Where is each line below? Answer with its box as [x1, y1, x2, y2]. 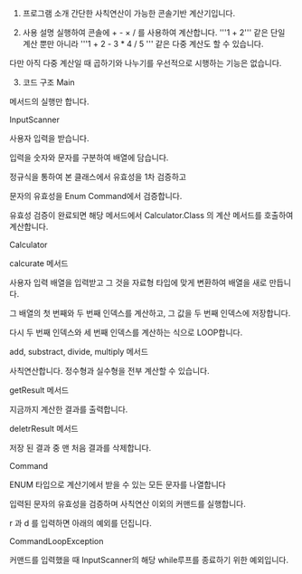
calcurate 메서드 [9, 258, 69, 269]
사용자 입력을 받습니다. [9, 133, 90, 143]
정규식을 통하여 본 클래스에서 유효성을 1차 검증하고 [9, 171, 187, 182]
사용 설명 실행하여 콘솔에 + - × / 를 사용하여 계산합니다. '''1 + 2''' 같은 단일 [22, 27, 286, 38]
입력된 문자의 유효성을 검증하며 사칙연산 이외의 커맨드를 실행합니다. [9, 499, 246, 509]
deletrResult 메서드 [9, 424, 79, 434]
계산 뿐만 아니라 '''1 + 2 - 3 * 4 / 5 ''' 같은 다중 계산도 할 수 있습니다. [22, 39, 264, 49]
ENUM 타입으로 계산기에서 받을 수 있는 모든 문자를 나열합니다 [9, 479, 226, 490]
